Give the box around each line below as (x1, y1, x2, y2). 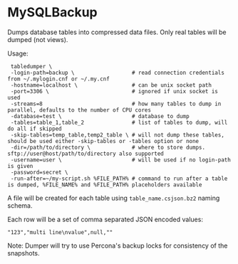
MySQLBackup (7, 4, 98, 21)
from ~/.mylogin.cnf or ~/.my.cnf (7, 75, 110, 83)
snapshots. (7, 248, 41, 257)
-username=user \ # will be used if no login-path (10, 156, 232, 164)
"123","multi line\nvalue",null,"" (7, 228, 113, 236)
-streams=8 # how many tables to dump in (10, 100, 222, 107)
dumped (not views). (7, 35, 68, 43)
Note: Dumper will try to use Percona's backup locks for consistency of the (7, 241, 228, 250)
